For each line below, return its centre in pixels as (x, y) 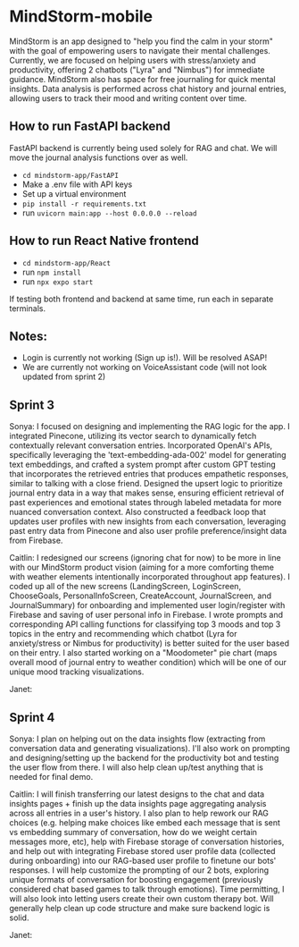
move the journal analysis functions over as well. (99, 157)
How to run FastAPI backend (90, 127)
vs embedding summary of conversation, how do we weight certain (133, 832)
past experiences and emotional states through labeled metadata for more (146, 503)
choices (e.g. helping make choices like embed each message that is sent (145, 823)
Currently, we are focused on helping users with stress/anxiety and (133, 60)
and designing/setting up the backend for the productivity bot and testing (144, 758)
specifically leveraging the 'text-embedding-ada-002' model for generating (148, 455)
